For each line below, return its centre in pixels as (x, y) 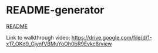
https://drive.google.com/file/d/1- (112, 37)
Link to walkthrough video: (38, 37)
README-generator (55, 10)
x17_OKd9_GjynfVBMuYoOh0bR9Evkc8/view (59, 44)
